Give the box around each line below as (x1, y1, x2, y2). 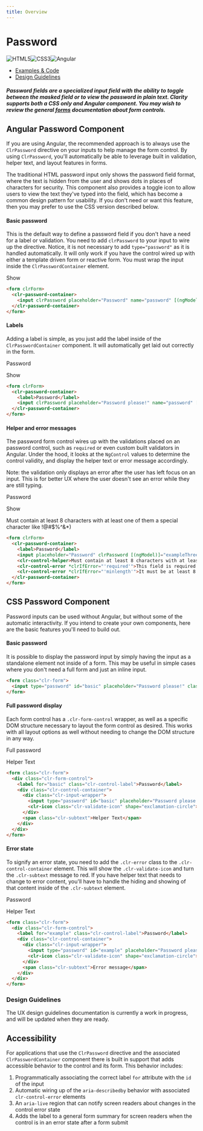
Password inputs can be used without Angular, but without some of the (6, 613, 183, 620)
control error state (14, 1106, 60, 1113)
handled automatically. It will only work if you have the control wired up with (6, 249, 195, 257)
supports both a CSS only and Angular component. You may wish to (6, 100, 181, 107)
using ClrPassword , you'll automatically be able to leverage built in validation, (6, 153, 197, 160)
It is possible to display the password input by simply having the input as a (6, 653, 192, 661)
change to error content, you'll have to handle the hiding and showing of (6, 877, 186, 885)
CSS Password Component (6, 597, 110, 607)
